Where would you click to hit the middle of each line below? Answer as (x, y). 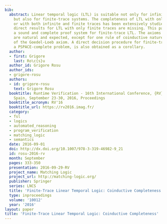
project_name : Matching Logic (40, 172)
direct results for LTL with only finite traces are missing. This (85, 28)
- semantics (22, 140)
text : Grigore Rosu (34, 89)
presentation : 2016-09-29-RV (39, 168)
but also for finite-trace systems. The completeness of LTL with (84, 19)
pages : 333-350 (25, 163)
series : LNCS (23, 186)
